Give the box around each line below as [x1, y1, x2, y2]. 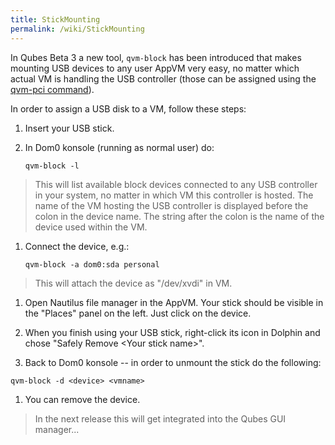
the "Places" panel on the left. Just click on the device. [24, 307, 252, 319]
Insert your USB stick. [24, 122, 115, 134]
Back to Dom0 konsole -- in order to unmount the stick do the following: [24, 356, 322, 368]
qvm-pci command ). [10, 83, 95, 95]
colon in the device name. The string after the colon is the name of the [34, 210, 325, 222]
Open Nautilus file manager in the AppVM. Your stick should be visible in [24, 296, 324, 308]
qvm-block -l [24, 161, 80, 171]
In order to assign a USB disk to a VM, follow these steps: [10, 102, 247, 115]
